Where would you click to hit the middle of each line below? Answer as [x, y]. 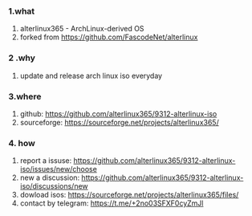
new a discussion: [50, 177]
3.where [25, 96]
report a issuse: [46, 161]
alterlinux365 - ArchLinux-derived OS [82, 29]
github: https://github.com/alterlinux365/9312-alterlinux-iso [118, 113]
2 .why [22, 58]
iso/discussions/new [54, 186]
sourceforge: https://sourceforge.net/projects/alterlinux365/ [119, 122]
